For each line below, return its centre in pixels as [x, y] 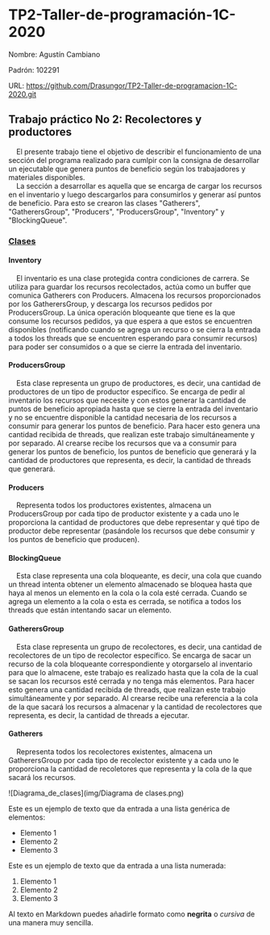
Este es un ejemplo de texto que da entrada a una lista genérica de [119, 808]
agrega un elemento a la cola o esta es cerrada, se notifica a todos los [125, 602]
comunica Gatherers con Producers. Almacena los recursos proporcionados [135, 295]
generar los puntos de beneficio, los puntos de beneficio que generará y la [133, 452]
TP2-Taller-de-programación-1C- [122, 15]
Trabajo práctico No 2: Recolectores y [105, 120]
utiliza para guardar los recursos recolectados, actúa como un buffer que [130, 286]
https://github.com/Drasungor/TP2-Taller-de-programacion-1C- [132, 86]
